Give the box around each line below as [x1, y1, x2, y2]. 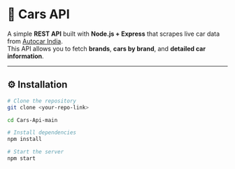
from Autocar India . [7, 36, 63, 45]
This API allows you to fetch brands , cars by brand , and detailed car [7, 44, 206, 53]
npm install [7, 136, 42, 143]
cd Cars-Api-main [7, 116, 58, 123]
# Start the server [7, 149, 64, 156]
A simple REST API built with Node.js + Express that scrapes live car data [7, 29, 220, 38]
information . [7, 52, 44, 60]
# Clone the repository [7, 97, 77, 104]
